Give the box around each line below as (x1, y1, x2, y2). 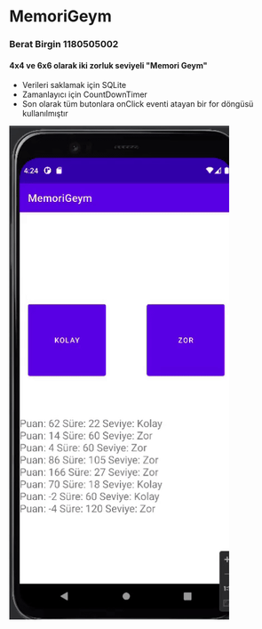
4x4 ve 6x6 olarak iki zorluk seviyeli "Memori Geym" (9, 60, 208, 70)
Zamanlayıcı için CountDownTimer (21, 89, 148, 100)
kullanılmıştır (21, 109, 68, 119)
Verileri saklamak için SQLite (21, 80, 127, 91)
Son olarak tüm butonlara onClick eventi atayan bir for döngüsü (21, 99, 254, 109)
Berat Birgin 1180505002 (9, 38, 119, 51)
